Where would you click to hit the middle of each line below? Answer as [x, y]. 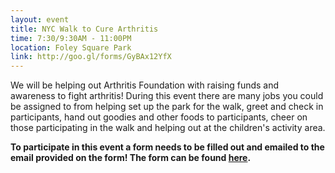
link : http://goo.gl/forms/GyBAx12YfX [91, 57]
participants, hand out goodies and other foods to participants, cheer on [159, 117]
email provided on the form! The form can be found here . [131, 158]
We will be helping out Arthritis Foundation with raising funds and [145, 85]
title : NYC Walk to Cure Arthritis [84, 29]
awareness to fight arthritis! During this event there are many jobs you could [167, 96]
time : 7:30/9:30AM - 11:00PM [71, 38]
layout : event [40, 19]
